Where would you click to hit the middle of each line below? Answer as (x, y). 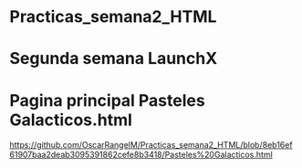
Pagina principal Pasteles (107, 100)
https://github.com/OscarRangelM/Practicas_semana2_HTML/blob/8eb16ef (151, 145)
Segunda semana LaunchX (114, 59)
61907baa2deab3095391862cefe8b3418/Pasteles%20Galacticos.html (141, 155)
